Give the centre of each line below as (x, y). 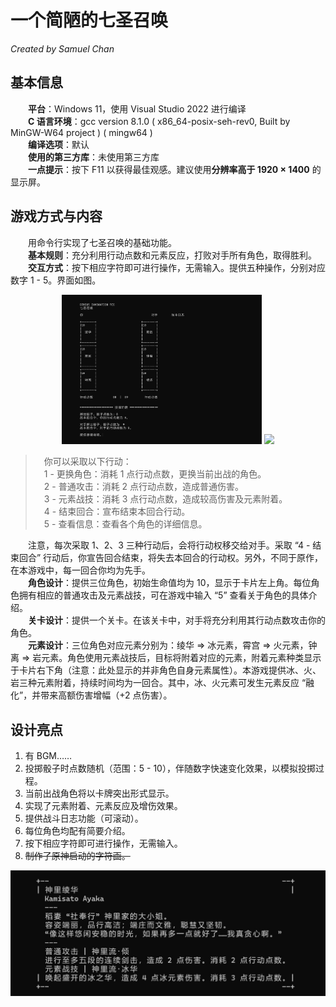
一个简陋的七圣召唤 (89, 20)
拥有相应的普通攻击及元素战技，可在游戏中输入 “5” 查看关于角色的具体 (163, 595)
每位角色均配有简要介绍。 (77, 831)
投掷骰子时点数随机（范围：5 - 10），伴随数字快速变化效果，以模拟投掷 (170, 768)
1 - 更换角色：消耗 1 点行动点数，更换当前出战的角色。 (155, 474)
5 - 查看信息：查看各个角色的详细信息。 (125, 524)
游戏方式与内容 (56, 216)
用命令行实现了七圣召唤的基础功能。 (102, 242)
